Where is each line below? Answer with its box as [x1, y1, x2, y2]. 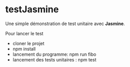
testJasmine [5, 4, 59, 15]
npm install [12, 46, 36, 52]
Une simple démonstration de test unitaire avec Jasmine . [5, 20, 125, 27]
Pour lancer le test [5, 30, 44, 36]
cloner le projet [12, 40, 45, 47]
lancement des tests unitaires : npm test [12, 56, 96, 62]
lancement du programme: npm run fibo [12, 51, 96, 57]
